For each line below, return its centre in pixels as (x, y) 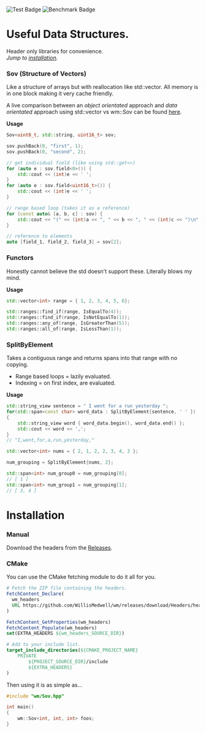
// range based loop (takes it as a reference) (68, 208)
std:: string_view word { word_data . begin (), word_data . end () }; (101, 423)
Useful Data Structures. (68, 34)
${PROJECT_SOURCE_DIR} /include (68, 662)
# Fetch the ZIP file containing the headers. (67, 588)
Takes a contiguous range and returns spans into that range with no (92, 358)
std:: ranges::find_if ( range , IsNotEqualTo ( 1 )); (68, 318)
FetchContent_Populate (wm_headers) (52, 628)
